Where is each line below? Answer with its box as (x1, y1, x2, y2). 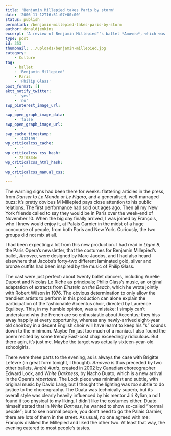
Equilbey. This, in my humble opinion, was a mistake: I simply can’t (5, 306, 145, 313)
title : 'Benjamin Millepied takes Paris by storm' (5, 7, 115, 13)
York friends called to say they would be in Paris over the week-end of (5, 210, 153, 216)
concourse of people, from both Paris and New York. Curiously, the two (5, 226, 156, 233)
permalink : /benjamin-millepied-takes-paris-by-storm (5, 22, 123, 27)
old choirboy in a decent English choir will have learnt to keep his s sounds (5, 322, 166, 328)
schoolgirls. (5, 344, 30, 350)
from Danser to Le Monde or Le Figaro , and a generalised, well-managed (5, 194, 159, 200)
